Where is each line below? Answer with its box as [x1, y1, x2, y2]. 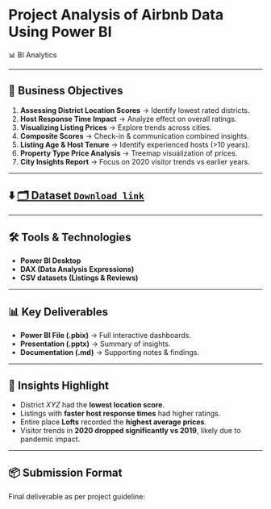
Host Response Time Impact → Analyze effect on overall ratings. [19, 114, 237, 123]
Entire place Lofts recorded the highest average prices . [19, 417, 207, 427]
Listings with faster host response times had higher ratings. [19, 409, 221, 418]
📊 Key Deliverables [8, 305, 109, 319]
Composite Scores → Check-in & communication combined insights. [19, 131, 249, 140]
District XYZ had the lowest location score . [19, 400, 165, 409]
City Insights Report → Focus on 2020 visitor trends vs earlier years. [19, 156, 250, 166]
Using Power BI [8, 23, 112, 41]
